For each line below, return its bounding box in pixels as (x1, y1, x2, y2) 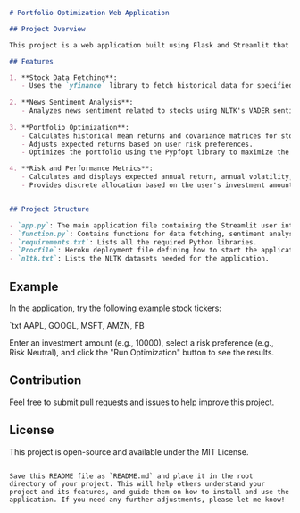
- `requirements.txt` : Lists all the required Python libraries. (9, 237, 257, 246)
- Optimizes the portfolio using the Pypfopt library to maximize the (21, 148, 290, 157)
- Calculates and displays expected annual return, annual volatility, (21, 173, 294, 182)
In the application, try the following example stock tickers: (9, 303, 221, 313)
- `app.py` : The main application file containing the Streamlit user (9, 220, 278, 230)
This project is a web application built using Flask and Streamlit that (9, 40, 290, 49)
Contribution (9, 372, 82, 389)
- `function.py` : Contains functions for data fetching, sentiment (9, 229, 266, 238)
